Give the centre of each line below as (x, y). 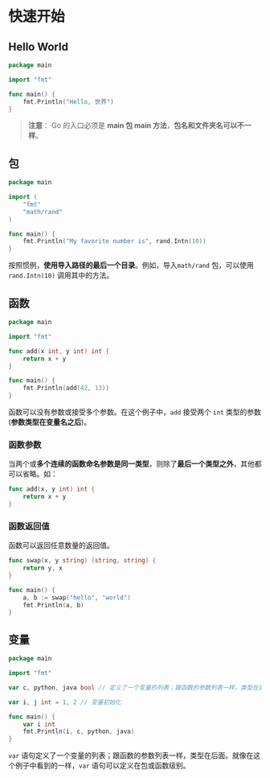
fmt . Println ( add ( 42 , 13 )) (66, 388)
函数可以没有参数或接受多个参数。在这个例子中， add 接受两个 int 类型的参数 (135, 412)
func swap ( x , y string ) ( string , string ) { (82, 561)
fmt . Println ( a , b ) (53, 605)
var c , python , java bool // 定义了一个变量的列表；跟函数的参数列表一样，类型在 (133, 687)
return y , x (43, 568)
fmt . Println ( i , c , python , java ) (79, 732)
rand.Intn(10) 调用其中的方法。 (61, 275)
